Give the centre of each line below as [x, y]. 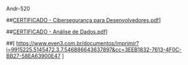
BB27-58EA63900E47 [33, 56]
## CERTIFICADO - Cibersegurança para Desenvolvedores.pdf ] [84, 20]
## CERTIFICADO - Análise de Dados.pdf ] [57, 32]
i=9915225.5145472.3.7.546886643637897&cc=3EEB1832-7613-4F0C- [94, 49]
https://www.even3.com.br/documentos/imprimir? [77, 43]
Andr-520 [18, 9]
